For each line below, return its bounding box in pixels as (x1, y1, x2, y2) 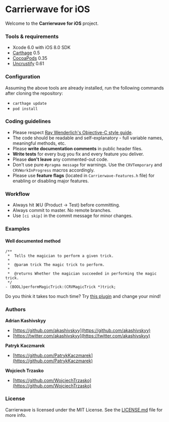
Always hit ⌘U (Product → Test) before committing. (12, 202, 120, 208)
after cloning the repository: (5, 90, 63, 96)
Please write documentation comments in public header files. (12, 145, 143, 151)
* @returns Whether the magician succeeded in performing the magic (7, 271, 157, 276)
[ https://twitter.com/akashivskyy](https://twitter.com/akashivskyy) (12, 332, 150, 339)
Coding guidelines (5, 118, 51, 125)
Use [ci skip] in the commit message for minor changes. (12, 213, 133, 219)
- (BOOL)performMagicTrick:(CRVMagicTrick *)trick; (5, 284, 116, 289)
